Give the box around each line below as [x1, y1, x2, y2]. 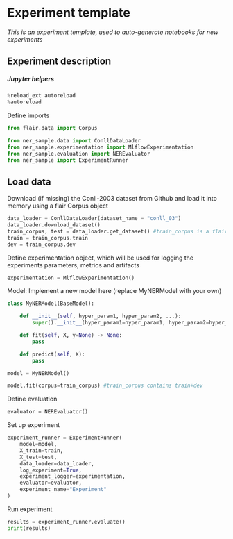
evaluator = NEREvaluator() [7, 408, 89, 415]
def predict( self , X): [19, 351, 85, 358]
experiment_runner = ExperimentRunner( [7, 434, 123, 442]
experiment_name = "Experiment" [19, 486, 107, 493]
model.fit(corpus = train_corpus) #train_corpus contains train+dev [7, 382, 203, 390]
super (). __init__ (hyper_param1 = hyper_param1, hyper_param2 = [32, 320, 209, 326]
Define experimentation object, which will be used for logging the [7, 254, 194, 262]
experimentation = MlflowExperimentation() [7, 274, 135, 281]
